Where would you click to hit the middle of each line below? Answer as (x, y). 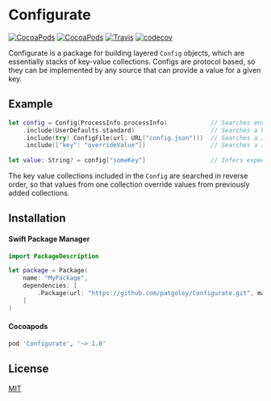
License (29, 369)
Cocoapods (28, 327)
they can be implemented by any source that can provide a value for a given (135, 70)
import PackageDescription (54, 256)
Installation (37, 219)
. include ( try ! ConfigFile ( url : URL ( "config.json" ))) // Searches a (140, 138)
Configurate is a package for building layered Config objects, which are (127, 53)
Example (31, 104)
